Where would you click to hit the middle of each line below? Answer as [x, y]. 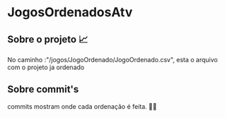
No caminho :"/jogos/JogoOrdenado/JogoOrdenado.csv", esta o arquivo [112, 60]
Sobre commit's [43, 89]
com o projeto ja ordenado [46, 67]
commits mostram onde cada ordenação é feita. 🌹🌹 [82, 106]
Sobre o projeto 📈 [48, 39]
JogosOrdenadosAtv [70, 12]
